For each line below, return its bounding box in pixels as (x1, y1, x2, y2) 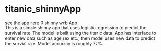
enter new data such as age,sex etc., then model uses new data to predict (5, 35, 155, 41)
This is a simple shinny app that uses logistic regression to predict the (5, 25, 147, 30)
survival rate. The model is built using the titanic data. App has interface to (5, 30, 156, 36)
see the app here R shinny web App (5, 20, 77, 25)
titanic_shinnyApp (5, 3, 81, 15)
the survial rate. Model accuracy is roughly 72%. (5, 40, 103, 46)
